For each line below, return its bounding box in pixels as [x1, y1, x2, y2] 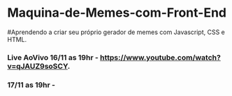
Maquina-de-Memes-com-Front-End [7, 5, 227, 21]
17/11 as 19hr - [7, 80, 56, 90]
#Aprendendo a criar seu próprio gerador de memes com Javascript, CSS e [7, 28, 226, 36]
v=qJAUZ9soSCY [7, 61, 68, 71]
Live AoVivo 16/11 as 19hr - [7, 52, 99, 62]
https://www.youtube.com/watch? [100, 52, 222, 62]
